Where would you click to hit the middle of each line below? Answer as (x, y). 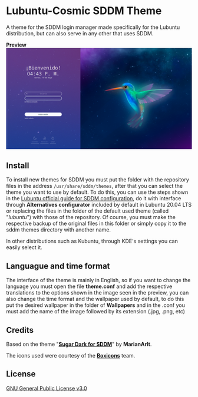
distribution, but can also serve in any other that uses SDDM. (80, 33)
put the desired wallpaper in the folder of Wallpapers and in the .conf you (96, 305)
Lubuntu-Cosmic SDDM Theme (84, 11)
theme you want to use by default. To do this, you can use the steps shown (97, 192)
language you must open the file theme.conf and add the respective (89, 286)
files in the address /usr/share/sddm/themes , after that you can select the (95, 186)
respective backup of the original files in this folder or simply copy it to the (96, 224)
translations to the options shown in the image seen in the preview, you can (98, 293)
